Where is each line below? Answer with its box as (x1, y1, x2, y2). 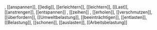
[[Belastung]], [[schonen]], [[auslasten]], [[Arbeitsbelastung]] (4, 19, 127, 25)
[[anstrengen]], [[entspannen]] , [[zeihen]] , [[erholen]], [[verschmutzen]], (4, 9, 153, 15)
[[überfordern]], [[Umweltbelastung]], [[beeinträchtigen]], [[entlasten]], (4, 15, 147, 20)
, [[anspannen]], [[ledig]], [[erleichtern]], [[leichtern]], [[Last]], (4, 4, 129, 10)
